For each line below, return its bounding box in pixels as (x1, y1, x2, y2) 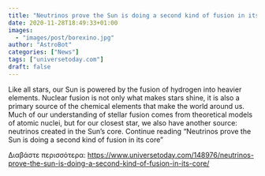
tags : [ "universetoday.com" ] (8, 56, 104, 64)
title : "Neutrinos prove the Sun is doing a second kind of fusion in (8, 11, 245, 20)
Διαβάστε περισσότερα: (8, 150, 86, 159)
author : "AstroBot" (8, 41, 73, 49)
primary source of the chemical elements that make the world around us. (8, 101, 244, 110)
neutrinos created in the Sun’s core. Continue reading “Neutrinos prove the (8, 126, 252, 136)
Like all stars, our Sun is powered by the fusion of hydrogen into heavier (8, 84, 242, 94)
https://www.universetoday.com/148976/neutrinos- (87, 150, 255, 159)
